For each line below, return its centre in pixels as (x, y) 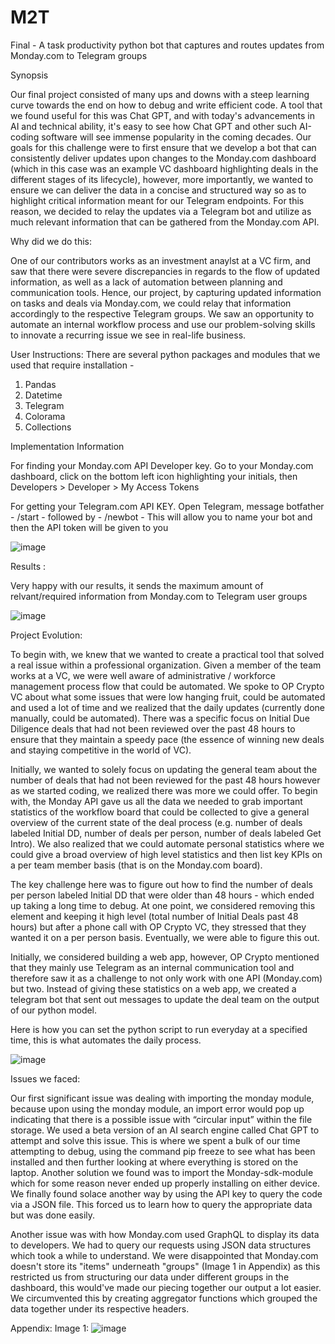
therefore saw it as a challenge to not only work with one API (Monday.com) (166, 978)
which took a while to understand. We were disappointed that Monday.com (164, 1255)
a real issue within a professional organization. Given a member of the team (166, 665)
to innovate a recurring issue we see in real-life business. (128, 335)
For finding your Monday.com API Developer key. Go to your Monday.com (162, 465)
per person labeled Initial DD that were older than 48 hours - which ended (162, 895)
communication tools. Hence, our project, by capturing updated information (166, 292)
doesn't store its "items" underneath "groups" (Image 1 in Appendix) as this (165, 1266)
